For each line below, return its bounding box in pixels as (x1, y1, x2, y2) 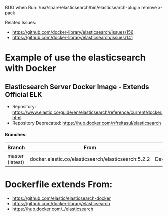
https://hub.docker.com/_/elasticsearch (12, 206, 94, 212)
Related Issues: (5, 20, 36, 25)
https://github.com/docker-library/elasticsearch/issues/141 (12, 35, 133, 40)
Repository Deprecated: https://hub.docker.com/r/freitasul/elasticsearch (12, 120, 161, 126)
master (7, 153, 24, 160)
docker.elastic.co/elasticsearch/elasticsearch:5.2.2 (29, 156, 150, 163)
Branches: (5, 131, 27, 137)
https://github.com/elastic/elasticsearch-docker (12, 195, 111, 201)
